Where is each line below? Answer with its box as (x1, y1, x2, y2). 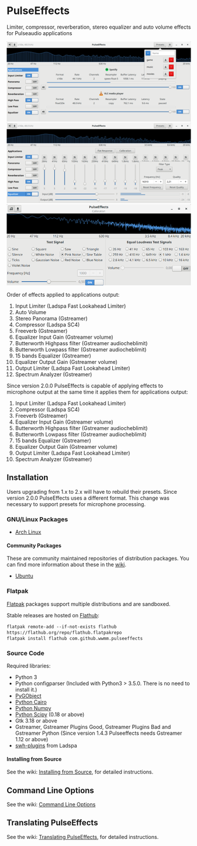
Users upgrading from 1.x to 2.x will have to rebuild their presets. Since (6, 488, 177, 495)
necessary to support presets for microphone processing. (6, 500, 146, 507)
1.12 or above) (15, 735, 49, 742)
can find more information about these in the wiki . (6, 561, 127, 568)
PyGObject (15, 692, 42, 699)
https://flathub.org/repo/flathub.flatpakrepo (6, 630, 122, 635)
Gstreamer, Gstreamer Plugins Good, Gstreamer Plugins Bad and (15, 723, 171, 730)
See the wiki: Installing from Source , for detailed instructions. (6, 768, 154, 776)
